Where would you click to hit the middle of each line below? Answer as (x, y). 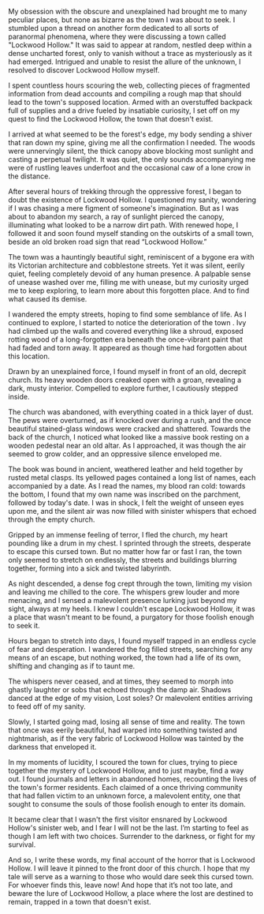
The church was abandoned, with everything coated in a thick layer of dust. (131, 412)
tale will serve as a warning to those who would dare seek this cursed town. (131, 877)
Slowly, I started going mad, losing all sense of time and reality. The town (127, 722)
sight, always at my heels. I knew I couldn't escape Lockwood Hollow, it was (132, 609)
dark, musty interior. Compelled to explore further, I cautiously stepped (123, 388)
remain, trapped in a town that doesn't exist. (80, 902)
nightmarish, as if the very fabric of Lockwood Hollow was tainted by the (126, 738)
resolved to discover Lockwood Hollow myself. (84, 70)
